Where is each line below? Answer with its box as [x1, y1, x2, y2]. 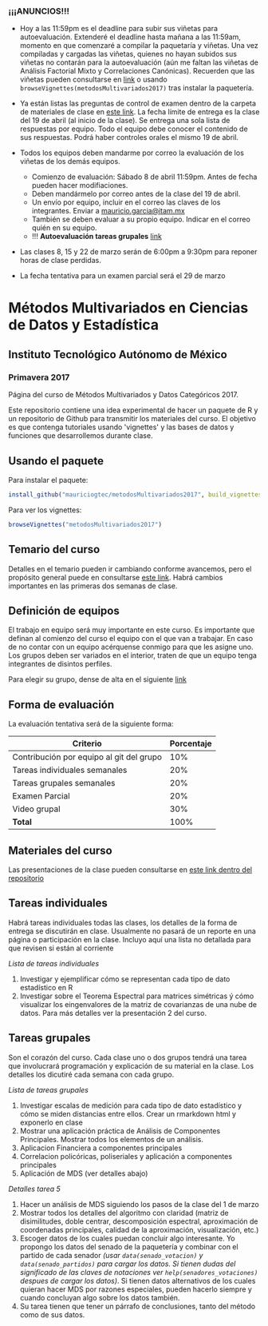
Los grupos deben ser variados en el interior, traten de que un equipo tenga [8, 651, 258, 660]
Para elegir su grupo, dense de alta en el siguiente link [8, 675, 187, 684]
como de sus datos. [19, 1309, 85, 1320]
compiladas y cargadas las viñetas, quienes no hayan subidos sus [19, 50, 238, 59]
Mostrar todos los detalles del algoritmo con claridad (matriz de [19, 1208, 229, 1217]
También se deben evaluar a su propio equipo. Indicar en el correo [31, 214, 251, 225]
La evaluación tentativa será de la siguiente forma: [8, 719, 174, 729]
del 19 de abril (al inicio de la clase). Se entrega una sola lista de [19, 116, 231, 125]
